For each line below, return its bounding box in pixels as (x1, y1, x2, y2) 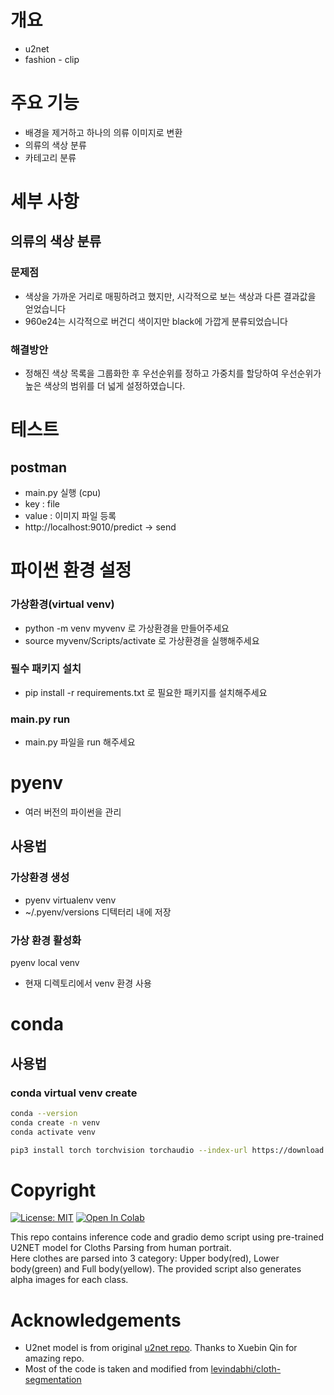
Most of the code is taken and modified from (24, 1363, 209, 1375)
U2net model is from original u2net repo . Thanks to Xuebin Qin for (24, 1342, 298, 1354)
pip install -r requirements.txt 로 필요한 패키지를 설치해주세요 (24, 686, 268, 698)
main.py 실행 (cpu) (24, 487, 102, 499)
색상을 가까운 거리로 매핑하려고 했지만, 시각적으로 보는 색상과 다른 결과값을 (24, 290, 317, 302)
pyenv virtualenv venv (24, 894, 117, 906)
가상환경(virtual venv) (10, 597, 115, 611)
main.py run (10, 712, 71, 726)
